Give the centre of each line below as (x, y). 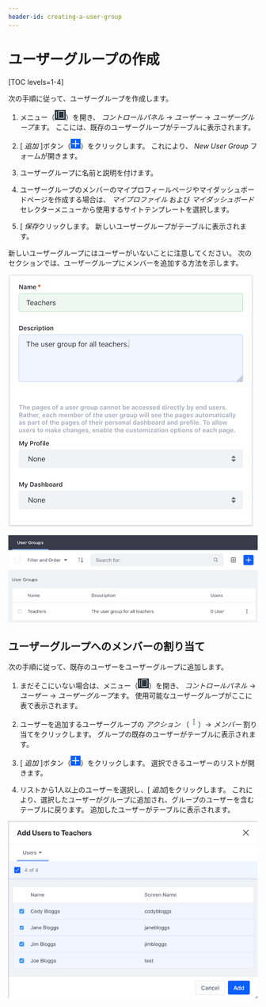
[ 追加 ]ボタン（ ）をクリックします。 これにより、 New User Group (134, 146)
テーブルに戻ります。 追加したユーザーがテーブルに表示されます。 (127, 810)
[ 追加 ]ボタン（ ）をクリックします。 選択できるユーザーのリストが (133, 763)
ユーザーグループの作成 (84, 59)
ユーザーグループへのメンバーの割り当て (107, 647)
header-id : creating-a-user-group (65, 17)
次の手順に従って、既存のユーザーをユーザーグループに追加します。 (118, 667)
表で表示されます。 (51, 706)
